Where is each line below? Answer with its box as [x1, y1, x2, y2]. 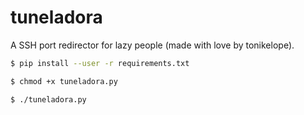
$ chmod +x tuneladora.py [10, 76, 118, 86]
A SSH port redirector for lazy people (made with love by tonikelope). [10, 39, 295, 51]
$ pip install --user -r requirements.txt [10, 58, 190, 68]
